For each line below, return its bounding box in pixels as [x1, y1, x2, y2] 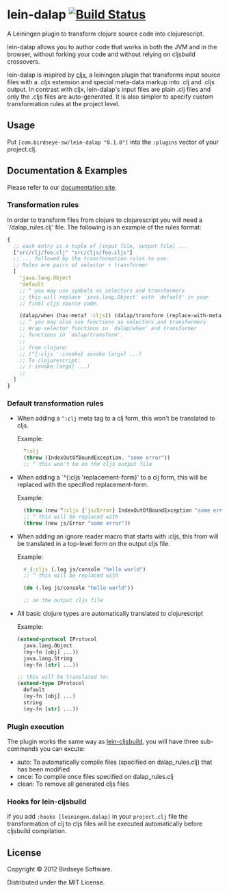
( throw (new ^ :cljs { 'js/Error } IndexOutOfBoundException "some [23, 507, 211, 514]
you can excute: [40, 744, 85, 753]
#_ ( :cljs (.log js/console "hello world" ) [23, 566, 146, 573]
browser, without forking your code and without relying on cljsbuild [7, 50, 196, 58]
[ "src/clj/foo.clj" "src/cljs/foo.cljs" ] [13, 249, 133, 256]
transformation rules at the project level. [7, 99, 120, 108]
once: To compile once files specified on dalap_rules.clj [16, 772, 174, 780]
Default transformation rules [7, 398, 104, 408]
